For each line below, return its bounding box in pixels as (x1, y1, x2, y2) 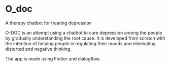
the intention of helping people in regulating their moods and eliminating (5, 40, 156, 46)
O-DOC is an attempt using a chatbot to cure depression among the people (5, 29, 162, 36)
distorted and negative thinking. (5, 46, 72, 52)
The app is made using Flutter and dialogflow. (5, 55, 101, 61)
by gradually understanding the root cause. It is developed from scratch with (5, 35, 165, 41)
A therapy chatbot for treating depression (5, 20, 92, 26)
